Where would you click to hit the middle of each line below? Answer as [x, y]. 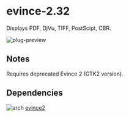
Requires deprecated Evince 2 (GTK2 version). [65, 74]
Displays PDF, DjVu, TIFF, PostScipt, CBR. [59, 28]
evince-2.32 [38, 11]
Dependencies [35, 93]
